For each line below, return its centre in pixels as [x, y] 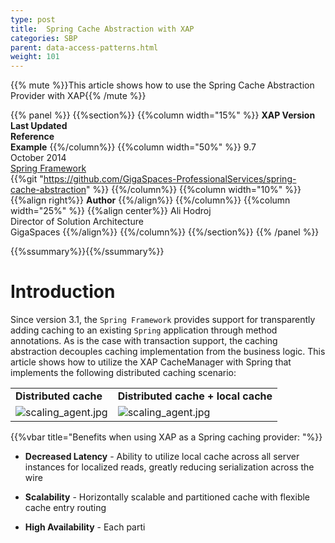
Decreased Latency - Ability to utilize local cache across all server [162, 457]
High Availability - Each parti [85, 527]
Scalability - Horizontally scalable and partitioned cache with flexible [167, 497]
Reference [32, 137]
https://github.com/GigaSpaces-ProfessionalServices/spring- [170, 179]
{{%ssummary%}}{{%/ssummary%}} [87, 252]
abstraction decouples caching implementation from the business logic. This [168, 352]
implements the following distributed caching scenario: [123, 373]
